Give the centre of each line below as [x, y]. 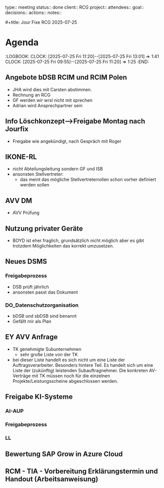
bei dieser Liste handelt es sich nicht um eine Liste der [69, 360]
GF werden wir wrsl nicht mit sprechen [52, 100]
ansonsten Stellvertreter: [38, 174]
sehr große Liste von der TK [49, 354]
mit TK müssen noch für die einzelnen [71, 376]
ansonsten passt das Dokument [45, 292]
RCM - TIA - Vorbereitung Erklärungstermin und [81, 471]
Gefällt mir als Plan [32, 321]
